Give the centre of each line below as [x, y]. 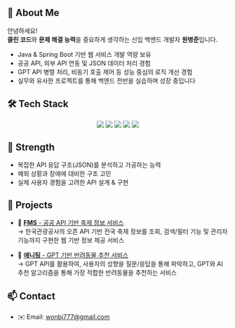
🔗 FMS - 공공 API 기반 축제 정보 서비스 [70, 223]
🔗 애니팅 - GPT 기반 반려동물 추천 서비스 [73, 255]
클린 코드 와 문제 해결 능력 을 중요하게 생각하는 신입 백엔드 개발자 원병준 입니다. [113, 39]
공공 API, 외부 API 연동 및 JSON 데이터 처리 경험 [84, 63]
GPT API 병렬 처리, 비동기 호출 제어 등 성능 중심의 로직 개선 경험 [105, 71]
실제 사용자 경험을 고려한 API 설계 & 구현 [73, 182]
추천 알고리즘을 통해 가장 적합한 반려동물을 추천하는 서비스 [97, 273]
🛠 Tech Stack [38, 104]
